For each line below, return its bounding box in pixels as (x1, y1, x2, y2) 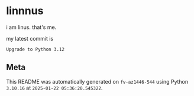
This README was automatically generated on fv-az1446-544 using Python (6, 78, 189, 85)
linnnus (6, 4, 44, 18)
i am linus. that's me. (6, 24, 57, 31)
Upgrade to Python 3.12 (6, 46, 65, 52)
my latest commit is (6, 35, 54, 42)
